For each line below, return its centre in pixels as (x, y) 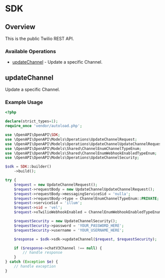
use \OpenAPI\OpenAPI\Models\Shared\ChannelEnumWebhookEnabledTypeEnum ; (81, 153)
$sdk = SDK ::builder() (28, 167)
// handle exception (35, 267)
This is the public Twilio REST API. (40, 38)
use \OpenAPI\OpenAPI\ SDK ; (33, 135)
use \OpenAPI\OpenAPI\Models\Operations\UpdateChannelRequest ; (71, 139)
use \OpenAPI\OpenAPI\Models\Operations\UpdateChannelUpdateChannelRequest (84, 144)
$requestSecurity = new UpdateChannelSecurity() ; (66, 221)
